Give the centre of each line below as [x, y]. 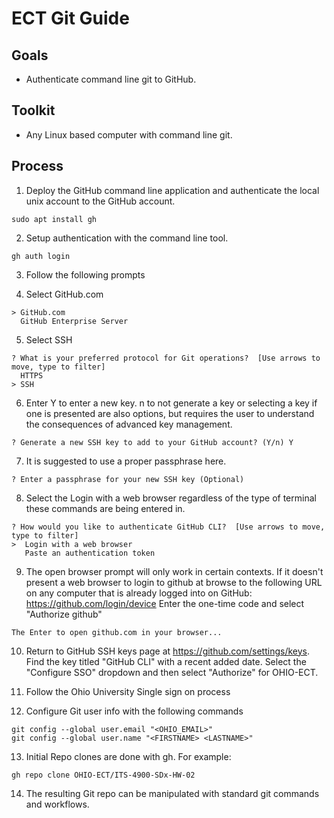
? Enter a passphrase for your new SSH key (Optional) [128, 479]
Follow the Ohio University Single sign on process [128, 691]
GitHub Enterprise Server [74, 321]
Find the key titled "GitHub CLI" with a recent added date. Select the [166, 661]
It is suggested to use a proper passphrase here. [126, 461]
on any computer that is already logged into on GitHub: [139, 593]
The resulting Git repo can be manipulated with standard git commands [172, 793]
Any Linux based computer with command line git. [129, 134]
